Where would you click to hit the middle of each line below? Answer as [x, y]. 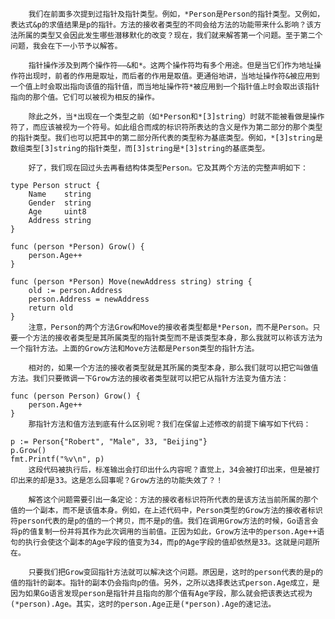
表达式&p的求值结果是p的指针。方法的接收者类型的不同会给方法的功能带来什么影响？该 [162, 25]
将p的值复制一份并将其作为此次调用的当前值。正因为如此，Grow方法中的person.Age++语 [167, 532]
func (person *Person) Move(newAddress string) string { [131, 282]
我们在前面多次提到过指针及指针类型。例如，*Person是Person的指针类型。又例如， [176, 14]
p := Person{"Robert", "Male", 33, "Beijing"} [109, 442]
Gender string [60, 203]
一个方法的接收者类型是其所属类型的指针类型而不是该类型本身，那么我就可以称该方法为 [170, 338]
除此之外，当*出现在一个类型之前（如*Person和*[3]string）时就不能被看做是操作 [176, 117]
